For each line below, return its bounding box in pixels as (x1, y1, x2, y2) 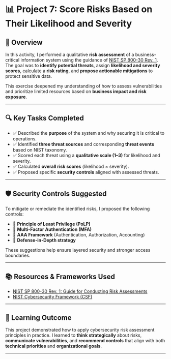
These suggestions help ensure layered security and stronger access (5, 247, 151, 253)
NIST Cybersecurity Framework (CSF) (12, 294, 93, 300)
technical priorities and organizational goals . (5, 343, 102, 349)
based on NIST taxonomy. (12, 146, 67, 153)
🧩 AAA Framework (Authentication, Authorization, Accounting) (12, 231, 145, 237)
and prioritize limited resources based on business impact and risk (5, 88, 147, 94)
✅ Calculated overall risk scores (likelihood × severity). (12, 163, 129, 169)
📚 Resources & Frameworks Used (5, 273, 116, 281)
